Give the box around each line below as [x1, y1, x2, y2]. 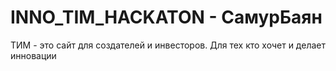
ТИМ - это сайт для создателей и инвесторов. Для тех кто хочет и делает [10, 39, 326, 51]
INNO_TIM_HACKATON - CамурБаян [10, 6, 323, 29]
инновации [10, 49, 57, 61]
